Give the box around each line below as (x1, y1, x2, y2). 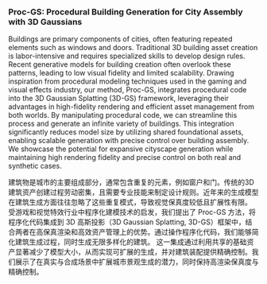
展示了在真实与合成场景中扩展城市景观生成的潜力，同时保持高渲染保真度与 (14, 257, 259, 266)
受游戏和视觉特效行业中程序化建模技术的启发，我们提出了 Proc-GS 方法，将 (8, 208, 257, 217)
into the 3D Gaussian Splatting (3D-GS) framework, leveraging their (8, 94, 229, 103)
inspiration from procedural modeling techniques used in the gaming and (8, 76, 247, 86)
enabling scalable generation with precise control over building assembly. (8, 136, 250, 146)
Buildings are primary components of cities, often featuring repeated (8, 34, 233, 44)
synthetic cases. (8, 161, 62, 171)
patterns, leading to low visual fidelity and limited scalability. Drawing (8, 68, 234, 78)
